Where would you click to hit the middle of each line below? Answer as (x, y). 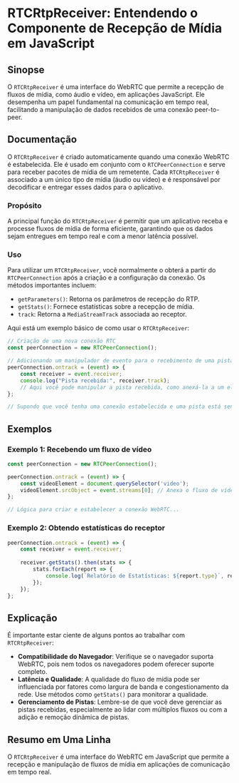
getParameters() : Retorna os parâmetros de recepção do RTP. (109, 299)
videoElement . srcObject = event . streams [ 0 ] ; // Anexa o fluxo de (119, 490)
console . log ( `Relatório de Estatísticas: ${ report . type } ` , (134, 575)
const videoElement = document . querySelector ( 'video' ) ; (105, 483)
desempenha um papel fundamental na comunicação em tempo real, (108, 102)
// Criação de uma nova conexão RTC (62, 341)
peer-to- (207, 109)
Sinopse (26, 70)
